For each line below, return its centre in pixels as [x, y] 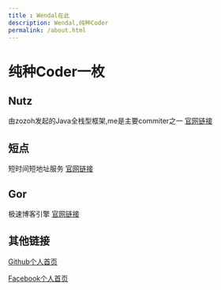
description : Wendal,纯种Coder [58, 23]
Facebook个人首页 [38, 278]
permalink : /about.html [47, 30]
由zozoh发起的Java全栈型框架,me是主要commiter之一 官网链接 [110, 121]
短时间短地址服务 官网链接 [51, 169]
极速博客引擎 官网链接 [44, 214]
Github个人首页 [33, 262]
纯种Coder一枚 [56, 71]
